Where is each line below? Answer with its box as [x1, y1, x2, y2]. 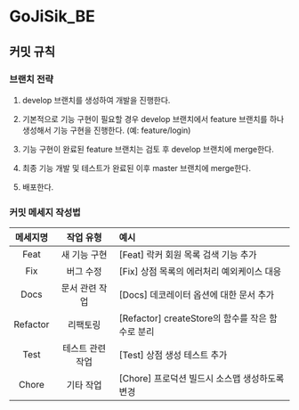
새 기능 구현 [61, 249, 108, 261]
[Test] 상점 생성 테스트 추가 [118, 349, 228, 362]
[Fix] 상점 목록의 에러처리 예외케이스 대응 [118, 266, 282, 278]
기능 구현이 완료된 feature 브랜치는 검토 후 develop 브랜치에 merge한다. [21, 143, 274, 154]
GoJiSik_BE [9, 6, 96, 27]
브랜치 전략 [9, 73, 54, 86]
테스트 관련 [61, 342, 107, 355]
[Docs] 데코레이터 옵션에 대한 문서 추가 [118, 289, 275, 301]
